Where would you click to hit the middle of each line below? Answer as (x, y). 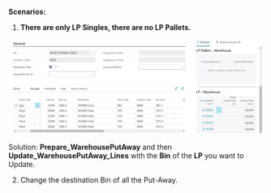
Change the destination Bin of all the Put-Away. (99, 180)
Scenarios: (27, 12)
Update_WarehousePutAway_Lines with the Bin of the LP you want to (126, 155)
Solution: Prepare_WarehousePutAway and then (90, 147)
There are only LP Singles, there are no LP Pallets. (105, 27)
